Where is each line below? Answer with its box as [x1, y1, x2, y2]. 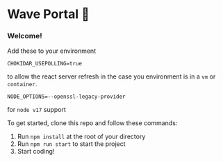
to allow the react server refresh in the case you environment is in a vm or [7, 72, 216, 81]
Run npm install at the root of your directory [17, 132, 146, 141]
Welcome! [7, 31, 43, 41]
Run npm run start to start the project [17, 140, 126, 148]
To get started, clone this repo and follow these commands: [7, 119, 178, 127]
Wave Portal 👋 [7, 6, 90, 22]
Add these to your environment [7, 47, 96, 55]
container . [7, 80, 38, 88]
